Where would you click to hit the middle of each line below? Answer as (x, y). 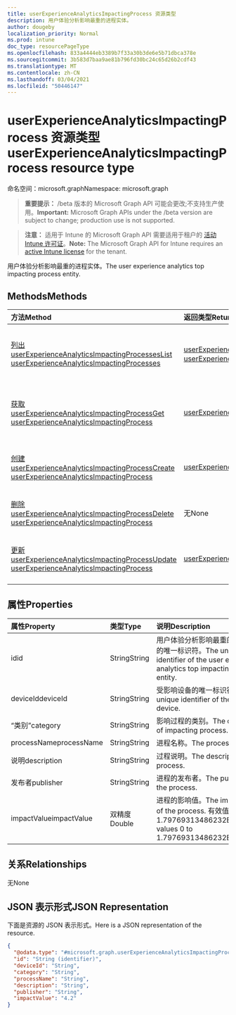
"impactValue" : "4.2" (45, 998)
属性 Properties (40, 605)
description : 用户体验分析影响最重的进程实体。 (70, 20)
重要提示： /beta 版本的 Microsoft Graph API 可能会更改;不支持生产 (121, 204)
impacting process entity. (44, 274)
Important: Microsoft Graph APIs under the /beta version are (125, 213)
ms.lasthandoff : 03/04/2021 (48, 79)
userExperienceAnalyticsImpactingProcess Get (88, 413)
